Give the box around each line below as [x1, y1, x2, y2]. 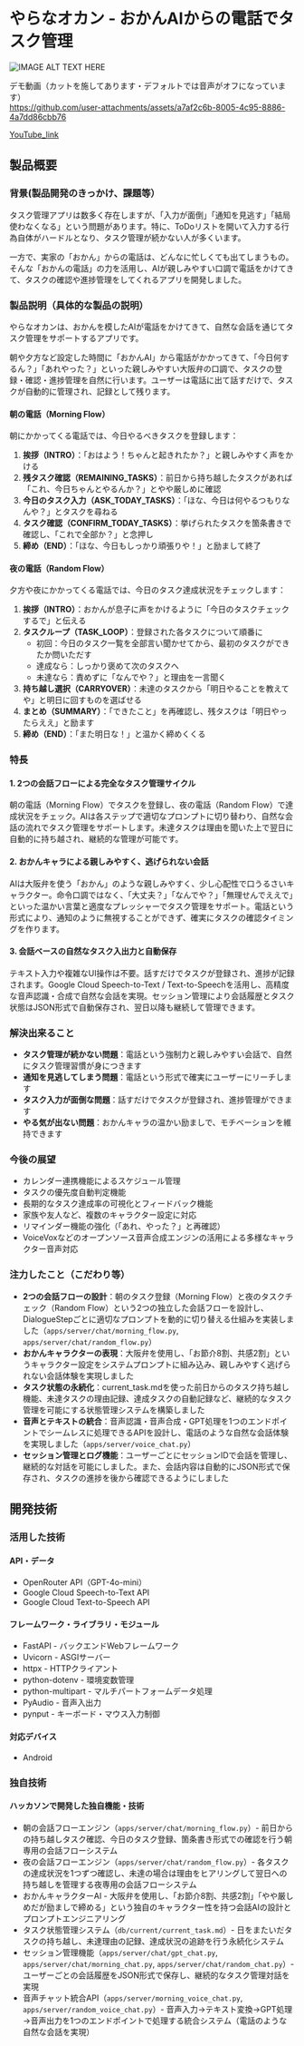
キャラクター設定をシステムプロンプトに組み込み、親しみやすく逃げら [30, 1358, 291, 1370]
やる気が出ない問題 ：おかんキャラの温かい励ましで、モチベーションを [22, 1117, 284, 1128]
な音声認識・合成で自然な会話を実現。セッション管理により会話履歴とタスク [9, 990, 295, 1001]
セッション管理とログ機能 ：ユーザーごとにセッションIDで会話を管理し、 [22, 1449, 292, 1461]
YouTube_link [9, 129, 60, 140]
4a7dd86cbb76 [9, 111, 67, 122]
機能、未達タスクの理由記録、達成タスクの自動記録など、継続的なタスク [22, 1393, 292, 1404]
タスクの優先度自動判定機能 [22, 1187, 127, 1198]
